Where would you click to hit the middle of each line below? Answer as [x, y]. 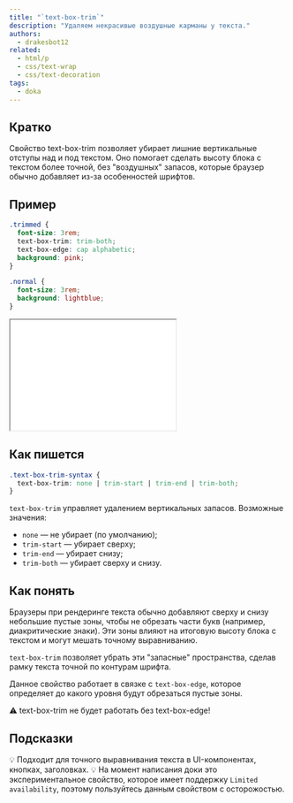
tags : [19, 83]
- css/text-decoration [59, 75]
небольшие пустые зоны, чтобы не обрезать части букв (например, [138, 622]
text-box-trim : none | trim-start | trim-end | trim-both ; [128, 483]
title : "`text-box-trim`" [56, 17]
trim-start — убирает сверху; [79, 544]
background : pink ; [51, 257]
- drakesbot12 [43, 42]
